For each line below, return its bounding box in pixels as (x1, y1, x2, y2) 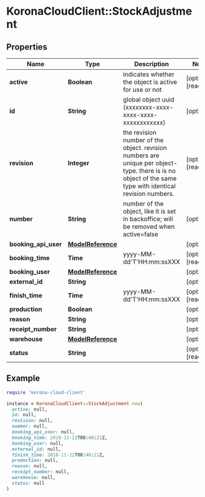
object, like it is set (123, 207, 176, 215)
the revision (123, 129, 157, 136)
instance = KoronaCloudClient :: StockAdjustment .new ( (6, 400, 143, 406)
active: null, (12, 406, 48, 413)
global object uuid (123, 95, 175, 103)
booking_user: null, (12, 440, 64, 446)
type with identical (123, 182, 176, 190)
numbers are (123, 151, 160, 160)
